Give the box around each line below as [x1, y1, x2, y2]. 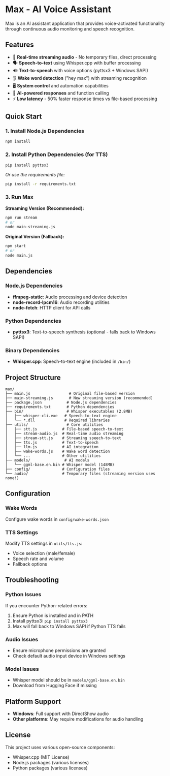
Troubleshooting [5, 576, 59, 584]
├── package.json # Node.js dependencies [5, 400, 117, 405]
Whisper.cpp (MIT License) [12, 754, 70, 760]
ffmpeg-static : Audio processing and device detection [12, 294, 127, 300]
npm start [5, 243, 26, 249]
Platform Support [5, 697, 61, 706]
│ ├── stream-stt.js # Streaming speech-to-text [5, 436, 122, 441]
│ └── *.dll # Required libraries [5, 418, 110, 423]
